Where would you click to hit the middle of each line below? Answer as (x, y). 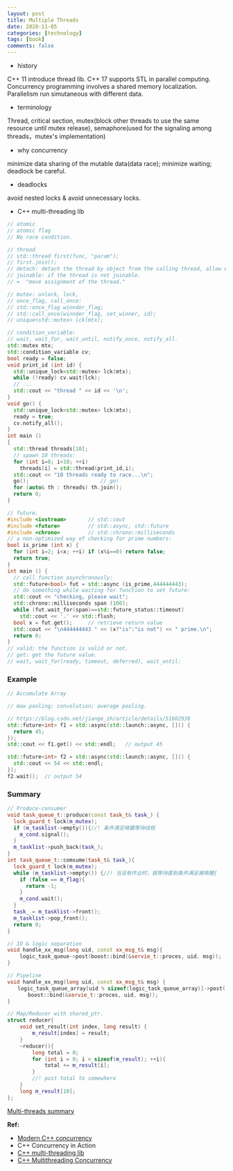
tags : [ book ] (26, 40)
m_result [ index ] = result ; (71, 1034)
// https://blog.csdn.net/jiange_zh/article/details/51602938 (99, 718)
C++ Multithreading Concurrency (64, 1160)
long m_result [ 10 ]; (48, 1091)
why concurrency (42, 150)
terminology (34, 107)
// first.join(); (32, 262)
